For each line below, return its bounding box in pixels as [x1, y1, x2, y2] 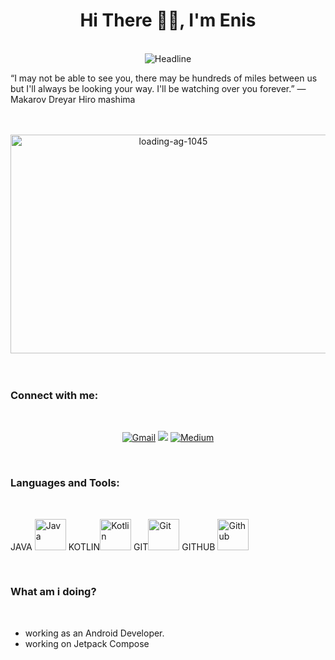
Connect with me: [10, 388, 99, 402]
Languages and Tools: [10, 476, 120, 490]
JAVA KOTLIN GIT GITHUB [10, 540, 216, 553]
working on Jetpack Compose [24, 637, 150, 649]
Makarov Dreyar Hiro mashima [10, 93, 136, 105]
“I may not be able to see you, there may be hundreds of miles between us [10, 72, 318, 84]
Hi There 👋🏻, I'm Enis [79, 9, 257, 32]
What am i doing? [10, 585, 97, 599]
